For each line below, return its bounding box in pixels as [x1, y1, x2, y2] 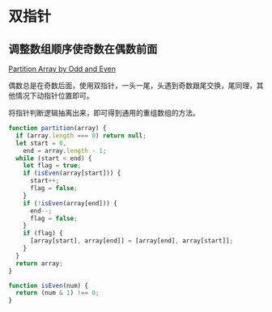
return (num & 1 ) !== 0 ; [15, 289, 100, 297]
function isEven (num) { [8, 281, 89, 289]
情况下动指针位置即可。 [15, 91, 94, 100]
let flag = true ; [23, 162, 82, 170]
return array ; [15, 259, 63, 268]
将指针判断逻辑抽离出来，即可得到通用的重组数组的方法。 [8, 108, 200, 117]
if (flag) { [23, 230, 63, 238]
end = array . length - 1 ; [23, 146, 107, 154]
